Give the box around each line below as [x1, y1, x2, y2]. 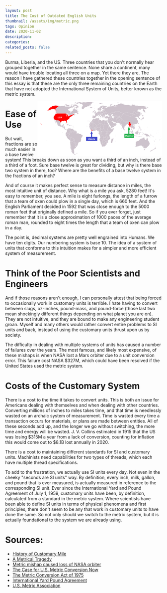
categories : [5, 40, 30, 45]
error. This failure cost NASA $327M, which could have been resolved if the [5, 357, 160, 364]
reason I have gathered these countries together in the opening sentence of [5, 75, 161, 81]
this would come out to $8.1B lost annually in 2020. [5, 439, 109, 445]
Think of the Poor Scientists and [5, 267, 141, 279]
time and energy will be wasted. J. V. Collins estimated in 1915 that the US [5, 428, 156, 434]
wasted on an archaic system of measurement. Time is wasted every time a [5, 412, 160, 418]
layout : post [5, 8, 32, 13]
